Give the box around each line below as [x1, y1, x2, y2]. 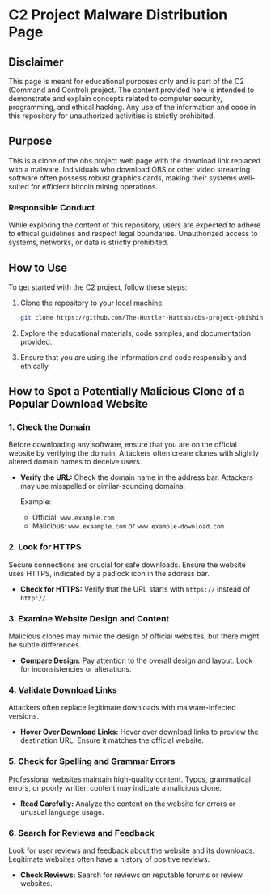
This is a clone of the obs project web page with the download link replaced [8, 155, 261, 165]
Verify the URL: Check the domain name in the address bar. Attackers [19, 473, 253, 482]
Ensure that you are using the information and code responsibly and [19, 352, 247, 362]
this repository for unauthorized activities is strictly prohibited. [8, 111, 216, 121]
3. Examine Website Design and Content [8, 613, 170, 624]
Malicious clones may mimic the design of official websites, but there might [8, 631, 260, 641]
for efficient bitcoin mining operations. [31, 181, 159, 191]
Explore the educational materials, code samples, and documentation [19, 328, 252, 337]
